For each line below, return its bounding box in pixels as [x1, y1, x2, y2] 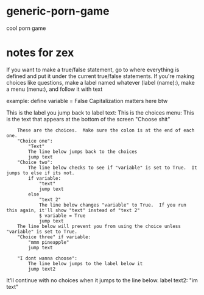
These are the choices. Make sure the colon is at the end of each [17, 127, 195, 133]
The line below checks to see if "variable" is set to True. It [28, 165, 198, 171]
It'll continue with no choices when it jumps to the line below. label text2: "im [6, 276, 198, 284]
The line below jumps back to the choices [28, 148, 138, 155]
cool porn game [6, 24, 46, 32]
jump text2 [28, 266, 56, 272]
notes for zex [6, 46, 74, 60]
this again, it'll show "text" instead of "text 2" [6, 207, 140, 213]
